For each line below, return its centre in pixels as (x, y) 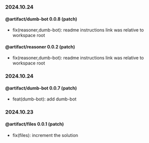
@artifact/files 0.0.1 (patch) (34, 124)
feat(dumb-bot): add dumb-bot (44, 99)
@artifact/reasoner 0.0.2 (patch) (40, 46)
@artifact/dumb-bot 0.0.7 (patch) (41, 88)
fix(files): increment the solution (45, 135)
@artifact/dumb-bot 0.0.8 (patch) (41, 19)
